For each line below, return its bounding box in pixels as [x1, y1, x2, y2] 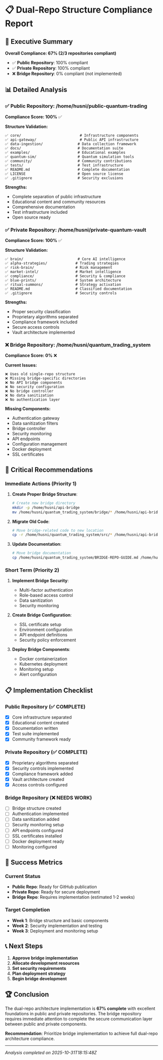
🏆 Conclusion [5, 990, 49, 999]
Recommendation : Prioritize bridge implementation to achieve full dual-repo [5, 1031, 158, 1037]
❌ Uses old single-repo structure [5, 372, 75, 377]
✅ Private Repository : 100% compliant [12, 65, 90, 71]
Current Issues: [5, 362, 37, 368]
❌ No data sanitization [5, 393, 54, 398]
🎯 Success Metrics [5, 858, 63, 867]
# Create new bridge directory [12, 501, 76, 505]
